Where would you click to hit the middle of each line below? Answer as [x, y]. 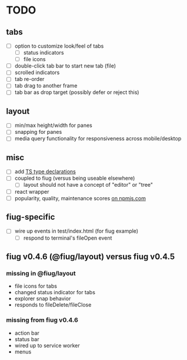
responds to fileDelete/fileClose [53, 305]
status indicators [44, 53]
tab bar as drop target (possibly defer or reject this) [77, 92]
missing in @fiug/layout [41, 273]
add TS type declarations [45, 171]
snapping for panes [38, 132]
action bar [27, 333]
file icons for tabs [36, 286]
